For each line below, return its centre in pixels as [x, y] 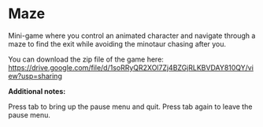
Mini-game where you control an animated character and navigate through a [132, 35]
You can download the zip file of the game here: [86, 59]
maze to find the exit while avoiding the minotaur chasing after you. [117, 43]
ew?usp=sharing [35, 76]
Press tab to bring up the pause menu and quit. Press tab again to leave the [130, 106]
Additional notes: [37, 91]
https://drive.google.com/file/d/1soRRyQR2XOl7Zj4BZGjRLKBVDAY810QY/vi [131, 67]
